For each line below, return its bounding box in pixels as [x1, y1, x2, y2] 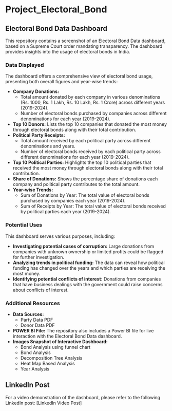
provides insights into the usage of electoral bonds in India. [5, 49, 130, 54]
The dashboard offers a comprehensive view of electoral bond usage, [5, 73, 153, 79]
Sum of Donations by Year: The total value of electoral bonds [20, 192, 150, 198]
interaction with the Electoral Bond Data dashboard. [12, 333, 122, 339]
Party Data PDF [20, 316, 53, 323]
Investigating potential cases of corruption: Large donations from [12, 243, 155, 249]
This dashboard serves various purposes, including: [5, 233, 116, 239]
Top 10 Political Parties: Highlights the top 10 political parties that [12, 159, 151, 165]
